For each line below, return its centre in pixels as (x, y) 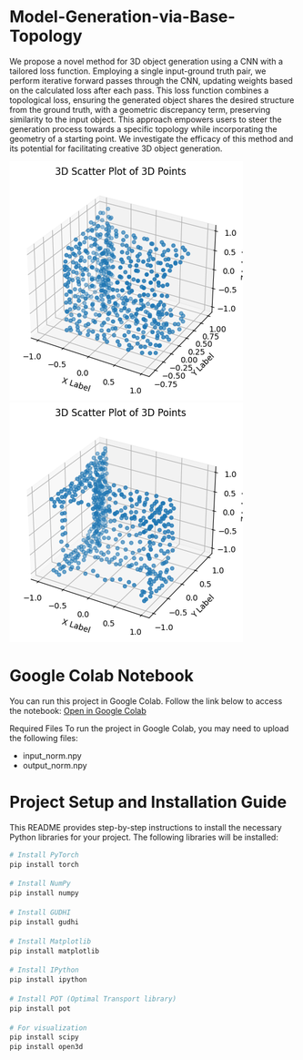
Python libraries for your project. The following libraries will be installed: (144, 837)
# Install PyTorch (44, 855)
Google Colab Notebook (101, 676)
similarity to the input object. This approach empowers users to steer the (146, 119)
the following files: (44, 738)
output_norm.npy (55, 765)
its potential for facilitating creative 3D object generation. (116, 148)
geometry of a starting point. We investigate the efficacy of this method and (151, 138)
